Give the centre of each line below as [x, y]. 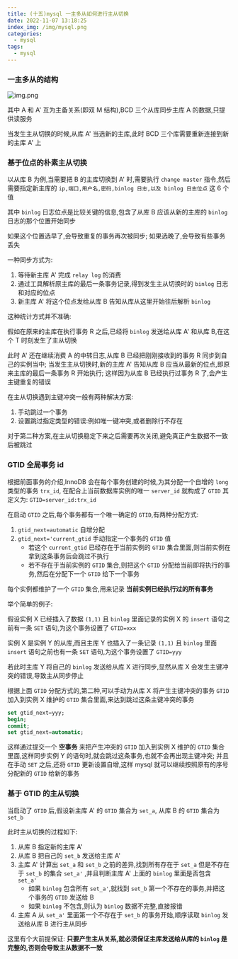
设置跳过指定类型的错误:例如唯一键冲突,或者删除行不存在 [100, 421]
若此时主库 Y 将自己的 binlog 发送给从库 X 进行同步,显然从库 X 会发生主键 [115, 667]
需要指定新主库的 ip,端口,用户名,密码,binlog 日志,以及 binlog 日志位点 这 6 [114, 188]
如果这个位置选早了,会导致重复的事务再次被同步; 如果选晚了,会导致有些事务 [117, 236]
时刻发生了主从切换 [49, 340]
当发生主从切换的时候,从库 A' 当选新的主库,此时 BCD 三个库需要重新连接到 [115, 134]
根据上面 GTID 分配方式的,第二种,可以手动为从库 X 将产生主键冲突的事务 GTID [118, 690]
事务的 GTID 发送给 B [64, 897]
